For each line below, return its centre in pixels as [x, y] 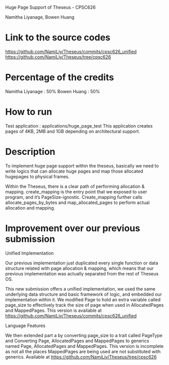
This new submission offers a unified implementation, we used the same [80, 289]
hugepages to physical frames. [37, 176]
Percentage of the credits [60, 77]
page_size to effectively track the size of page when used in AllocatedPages [84, 305]
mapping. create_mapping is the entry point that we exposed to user [76, 191]
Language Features [25, 326]
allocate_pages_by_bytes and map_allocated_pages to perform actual [77, 202]
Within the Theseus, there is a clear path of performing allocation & [75, 186]
